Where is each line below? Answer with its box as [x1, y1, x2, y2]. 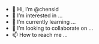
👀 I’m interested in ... [11, 12, 63, 19]
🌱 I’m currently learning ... [11, 18, 76, 25]
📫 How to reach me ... [11, 32, 68, 38]
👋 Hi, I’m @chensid [11, 6, 59, 12]
